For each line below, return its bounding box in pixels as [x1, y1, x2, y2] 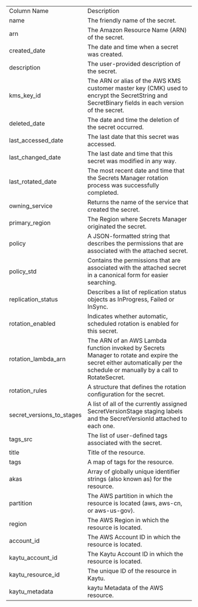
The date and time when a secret [87, 43, 179, 51]
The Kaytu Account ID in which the [87, 550, 184, 558]
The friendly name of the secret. [87, 16, 177, 24]
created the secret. [87, 205, 140, 214]
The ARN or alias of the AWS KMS [87, 77, 181, 85]
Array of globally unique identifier [87, 467, 180, 476]
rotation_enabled [9, 320, 56, 327]
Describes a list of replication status [87, 288, 187, 296]
